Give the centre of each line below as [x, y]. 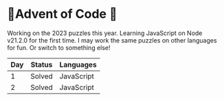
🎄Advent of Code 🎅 [63, 14]
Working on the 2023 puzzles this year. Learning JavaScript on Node [105, 33]
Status [42, 65]
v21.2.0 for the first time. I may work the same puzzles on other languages [112, 40]
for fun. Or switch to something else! [59, 47]
